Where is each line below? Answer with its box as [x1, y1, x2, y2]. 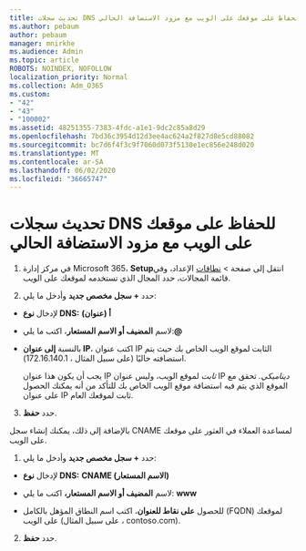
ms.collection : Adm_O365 [9, 81, 104, 90]
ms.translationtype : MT [9, 148, 100, 158]
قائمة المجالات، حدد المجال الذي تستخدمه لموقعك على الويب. [22, 272, 230, 283]
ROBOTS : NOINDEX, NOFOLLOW [9, 65, 112, 74]
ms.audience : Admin [9, 47, 84, 56]
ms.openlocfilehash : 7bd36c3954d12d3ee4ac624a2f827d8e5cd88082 [9, 132, 255, 141]
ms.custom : [9, 89, 51, 98]
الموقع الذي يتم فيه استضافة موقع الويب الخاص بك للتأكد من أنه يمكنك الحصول [22, 380, 289, 392]
